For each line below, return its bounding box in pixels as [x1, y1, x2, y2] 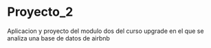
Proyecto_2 [7, 4, 74, 20]
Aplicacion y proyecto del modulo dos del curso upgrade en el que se [7, 27, 204, 35]
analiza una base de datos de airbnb [7, 34, 110, 42]
